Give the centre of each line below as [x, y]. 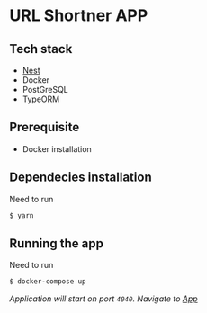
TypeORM [41, 99]
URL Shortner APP [79, 16]
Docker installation [57, 148]
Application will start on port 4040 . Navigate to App [103, 299]
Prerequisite [45, 127]
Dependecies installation [81, 178]
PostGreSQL [45, 89]
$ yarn [22, 215]
